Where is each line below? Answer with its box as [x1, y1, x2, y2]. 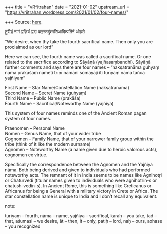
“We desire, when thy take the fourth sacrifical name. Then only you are [5, 39, 153, 44]
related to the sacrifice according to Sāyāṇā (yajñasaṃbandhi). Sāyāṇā [5, 59, 151, 65]
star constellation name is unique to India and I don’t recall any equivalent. [5, 193, 158, 199]
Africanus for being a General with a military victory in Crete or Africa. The [5, 188, 158, 194]
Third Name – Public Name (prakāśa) [5, 95, 81, 101]
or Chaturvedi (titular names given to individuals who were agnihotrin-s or [5, 177, 157, 183]
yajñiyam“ [5, 75, 26, 81]
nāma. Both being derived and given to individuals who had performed [5, 167, 150, 173]
